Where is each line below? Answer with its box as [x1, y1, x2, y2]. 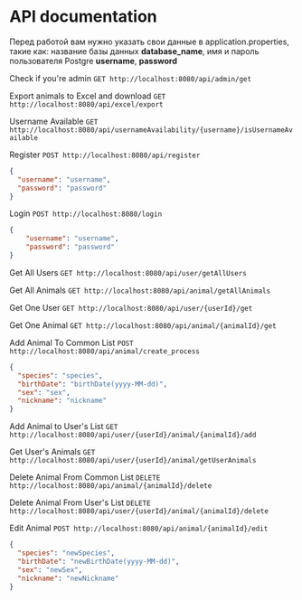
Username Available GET [9, 116, 99, 127]
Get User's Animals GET [9, 446, 96, 457]
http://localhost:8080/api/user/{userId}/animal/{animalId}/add [9, 431, 257, 440]
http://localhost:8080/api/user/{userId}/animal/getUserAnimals [9, 456, 257, 465]
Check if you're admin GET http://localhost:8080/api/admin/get [9, 72, 251, 83]
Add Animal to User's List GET [9, 421, 118, 432]
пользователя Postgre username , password [9, 55, 178, 66]
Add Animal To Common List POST [9, 337, 134, 348]
